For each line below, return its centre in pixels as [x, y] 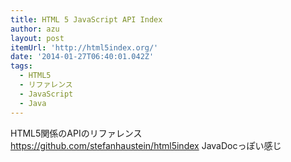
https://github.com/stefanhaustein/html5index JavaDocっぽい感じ [146, 145]
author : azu [35, 29]
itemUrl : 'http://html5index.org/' [84, 47]
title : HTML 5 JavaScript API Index [86, 19]
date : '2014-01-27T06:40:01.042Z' [82, 57]
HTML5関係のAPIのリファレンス [76, 133]
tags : [21, 66]
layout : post [37, 38]
